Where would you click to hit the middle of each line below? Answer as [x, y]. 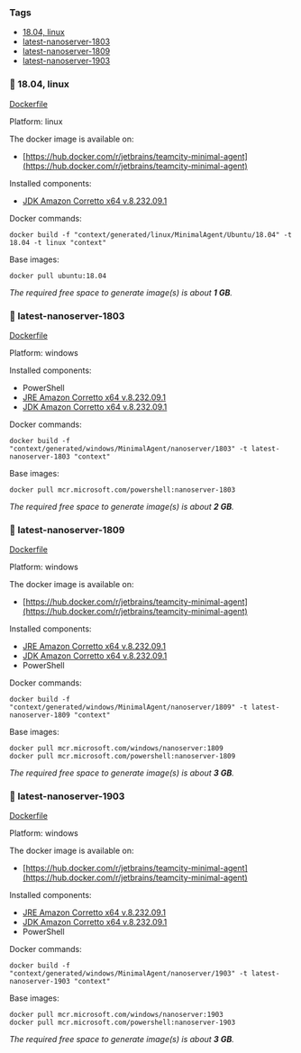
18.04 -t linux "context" [58, 242]
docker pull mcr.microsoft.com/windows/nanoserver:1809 [116, 749]
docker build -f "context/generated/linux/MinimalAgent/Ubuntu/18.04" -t [151, 235]
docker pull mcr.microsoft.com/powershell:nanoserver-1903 [123, 1023]
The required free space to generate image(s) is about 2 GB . [122, 506]
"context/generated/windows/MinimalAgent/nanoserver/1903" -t [128, 974]
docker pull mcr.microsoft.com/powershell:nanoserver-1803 [123, 490]
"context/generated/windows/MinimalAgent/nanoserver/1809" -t [128, 708]
